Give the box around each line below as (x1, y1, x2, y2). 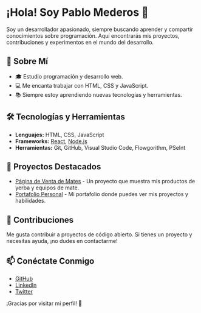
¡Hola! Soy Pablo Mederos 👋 (6, 5, 149, 19)
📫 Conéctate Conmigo (6, 256, 95, 266)
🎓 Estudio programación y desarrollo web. (15, 72, 123, 80)
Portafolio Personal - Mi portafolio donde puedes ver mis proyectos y (15, 191, 188, 198)
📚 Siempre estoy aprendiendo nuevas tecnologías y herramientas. (15, 91, 182, 98)
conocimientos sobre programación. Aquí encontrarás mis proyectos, (6, 32, 180, 39)
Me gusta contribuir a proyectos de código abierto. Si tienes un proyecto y (6, 231, 192, 238)
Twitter (15, 288, 33, 295)
